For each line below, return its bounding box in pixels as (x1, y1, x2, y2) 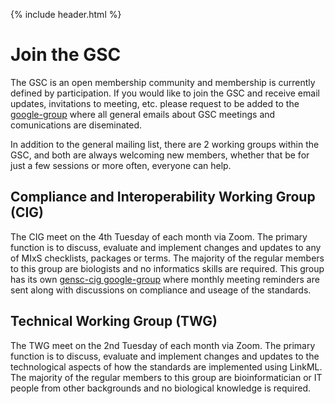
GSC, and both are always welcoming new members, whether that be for (10, 149, 310, 161)
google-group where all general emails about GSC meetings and (10, 108, 276, 120)
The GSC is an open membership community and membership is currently (10, 76, 316, 88)
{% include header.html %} (10, 9, 122, 20)
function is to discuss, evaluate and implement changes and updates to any (10, 241, 322, 253)
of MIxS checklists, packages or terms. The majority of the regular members (10, 252, 325, 264)
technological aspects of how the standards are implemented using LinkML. (10, 360, 323, 373)
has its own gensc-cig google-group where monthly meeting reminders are (10, 273, 320, 285)
